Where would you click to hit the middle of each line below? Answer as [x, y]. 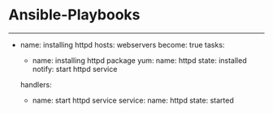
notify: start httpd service [75, 69]
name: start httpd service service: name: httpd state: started [133, 100]
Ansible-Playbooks [74, 15]
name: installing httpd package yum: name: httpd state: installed [139, 60]
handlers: [36, 84]
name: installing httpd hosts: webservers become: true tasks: [122, 44]
